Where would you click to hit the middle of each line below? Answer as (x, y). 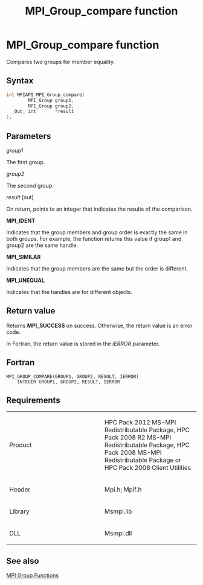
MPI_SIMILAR (24, 257)
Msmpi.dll (118, 534)
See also (23, 561)
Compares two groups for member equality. (61, 62)
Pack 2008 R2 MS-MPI (138, 438)
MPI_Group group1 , (51, 100)
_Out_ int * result (43, 112)
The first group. (26, 162)
